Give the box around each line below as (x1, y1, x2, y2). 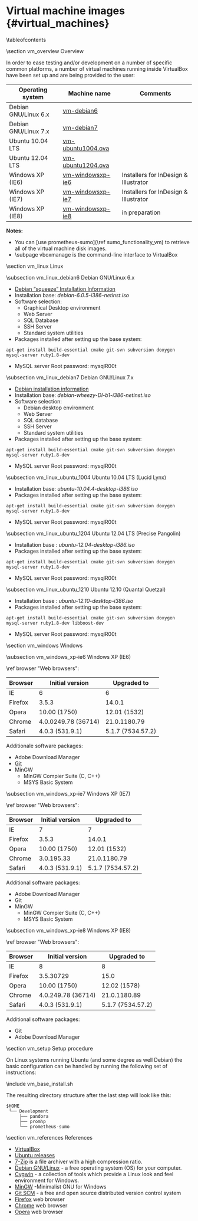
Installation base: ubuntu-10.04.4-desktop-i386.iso (14, 485, 138, 492)
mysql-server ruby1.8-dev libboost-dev (6, 620, 104, 626)
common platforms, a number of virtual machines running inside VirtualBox (6, 65, 189, 72)
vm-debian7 (62, 123, 98, 132)
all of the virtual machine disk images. (14, 245, 107, 252)
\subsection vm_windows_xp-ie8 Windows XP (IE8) (6, 927, 131, 934)
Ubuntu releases (14, 1151, 55, 1158)
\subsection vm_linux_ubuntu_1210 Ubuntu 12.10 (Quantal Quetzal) (6, 586, 166, 593)
